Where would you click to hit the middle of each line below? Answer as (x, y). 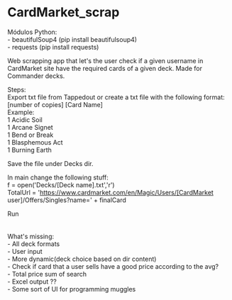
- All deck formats (34, 244)
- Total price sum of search (47, 274)
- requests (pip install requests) (53, 47)
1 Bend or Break (31, 135)
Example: (21, 112)
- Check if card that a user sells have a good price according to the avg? (113, 266)
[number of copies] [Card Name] (55, 104)
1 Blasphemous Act (35, 142)
